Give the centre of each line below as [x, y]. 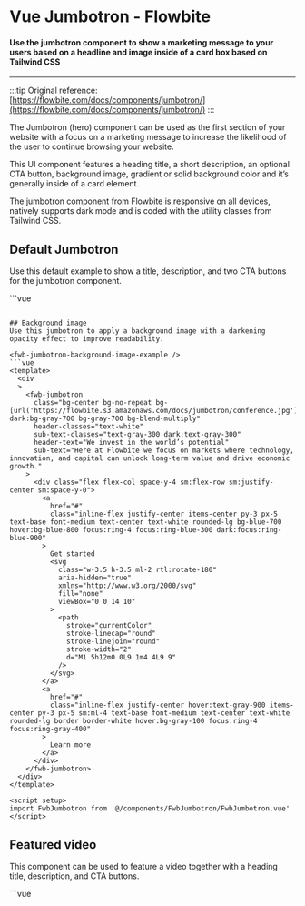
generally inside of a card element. [74, 184]
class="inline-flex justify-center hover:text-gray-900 [157, 705]
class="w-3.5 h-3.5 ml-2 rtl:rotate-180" [138, 570]
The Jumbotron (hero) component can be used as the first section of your [148, 127]
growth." [26, 467]
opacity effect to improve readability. [87, 339]
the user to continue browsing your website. [92, 146]
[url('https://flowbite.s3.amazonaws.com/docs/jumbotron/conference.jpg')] [156, 411]
